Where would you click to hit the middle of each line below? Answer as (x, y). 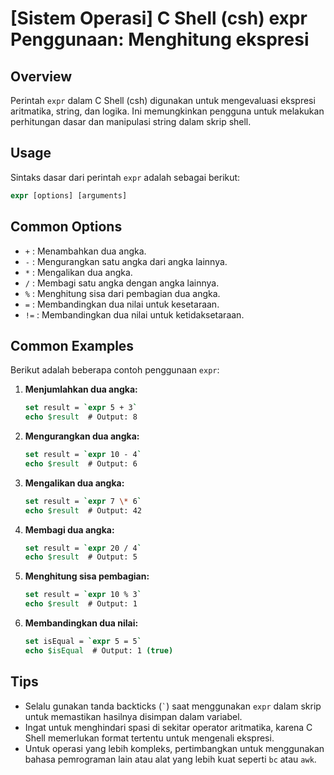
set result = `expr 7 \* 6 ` (83, 501)
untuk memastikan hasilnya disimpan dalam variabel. (133, 716)
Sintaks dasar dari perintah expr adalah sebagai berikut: (125, 177)
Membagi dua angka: (69, 529)
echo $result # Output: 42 (83, 510)
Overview (41, 76)
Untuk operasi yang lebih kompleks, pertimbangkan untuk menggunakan (174, 748)
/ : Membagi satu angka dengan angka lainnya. (122, 283)
